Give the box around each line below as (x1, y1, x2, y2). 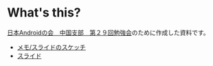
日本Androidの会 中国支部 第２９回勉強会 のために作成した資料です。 (7, 28, 210, 36)
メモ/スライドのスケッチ (16, 43, 86, 51)
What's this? (7, 5, 81, 21)
